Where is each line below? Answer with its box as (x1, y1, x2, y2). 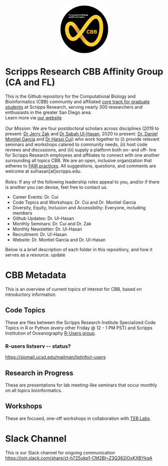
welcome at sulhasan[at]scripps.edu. (5, 168, 82, 174)
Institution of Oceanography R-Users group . (5, 330, 96, 336)
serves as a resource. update (5, 252, 66, 258)
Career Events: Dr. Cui (12, 194, 59, 200)
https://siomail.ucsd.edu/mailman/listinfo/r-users (5, 354, 106, 360)
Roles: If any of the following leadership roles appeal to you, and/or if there (5, 179, 159, 185)
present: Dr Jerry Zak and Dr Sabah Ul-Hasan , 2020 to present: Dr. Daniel (5, 131, 158, 137)
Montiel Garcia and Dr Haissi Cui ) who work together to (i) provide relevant (5, 136, 159, 142)
